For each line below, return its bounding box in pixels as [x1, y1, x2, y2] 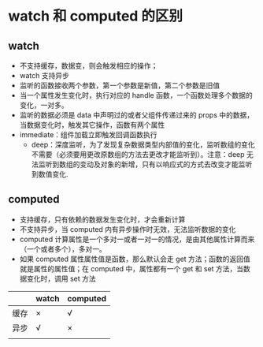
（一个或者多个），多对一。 [19, 244, 106, 253]
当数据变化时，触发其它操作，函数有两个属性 [19, 120, 165, 129]
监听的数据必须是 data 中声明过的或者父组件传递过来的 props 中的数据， [19, 110, 254, 119]
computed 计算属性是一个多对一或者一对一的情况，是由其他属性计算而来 [19, 234, 255, 244]
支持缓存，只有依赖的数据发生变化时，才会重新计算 [19, 215, 186, 224]
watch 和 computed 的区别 [8, 7, 183, 25]
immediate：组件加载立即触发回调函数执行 [19, 130, 157, 139]
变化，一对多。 [19, 100, 69, 110]
